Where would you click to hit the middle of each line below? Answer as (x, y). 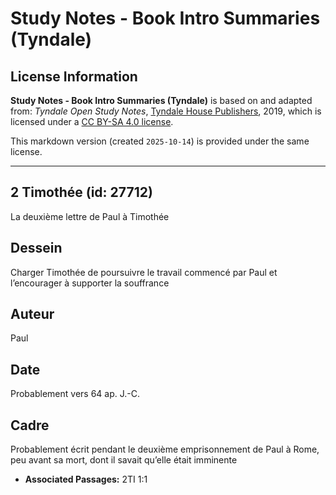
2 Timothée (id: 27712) (81, 192)
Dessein (36, 248)
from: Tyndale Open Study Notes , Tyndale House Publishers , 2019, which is (166, 111)
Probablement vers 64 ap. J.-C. (75, 394)
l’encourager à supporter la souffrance (90, 283)
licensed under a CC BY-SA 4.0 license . (92, 121)
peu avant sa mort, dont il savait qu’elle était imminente (124, 460)
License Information (74, 76)
